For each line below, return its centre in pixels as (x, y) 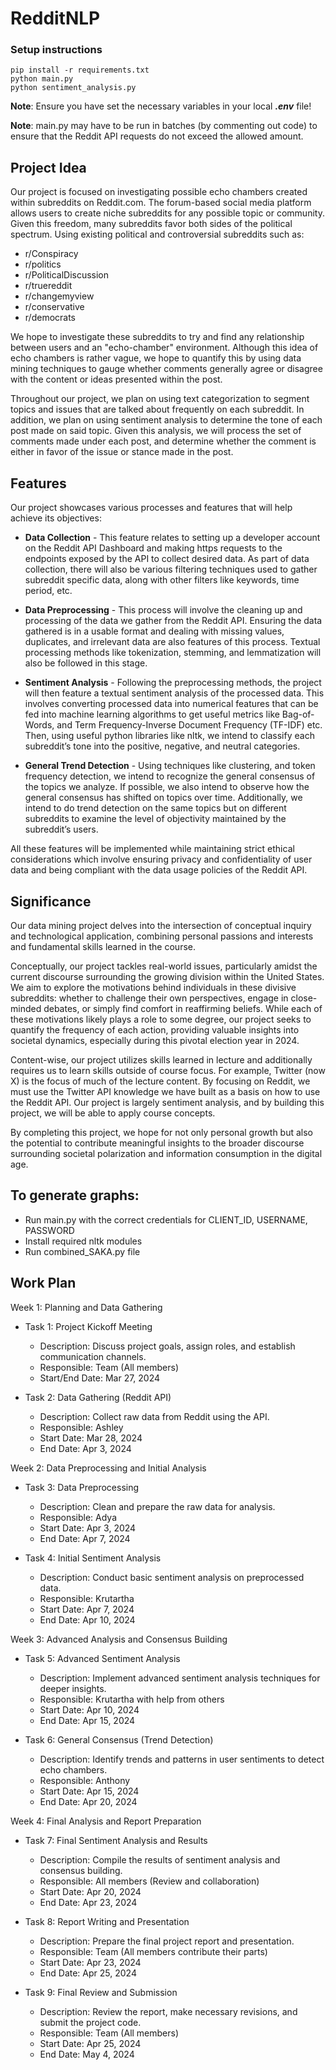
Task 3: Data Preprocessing (82, 1487)
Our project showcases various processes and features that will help (151, 508)
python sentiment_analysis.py (73, 88)
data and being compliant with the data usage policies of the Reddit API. (159, 870)
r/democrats (50, 318)
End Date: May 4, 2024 (87, 2054)
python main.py (42, 79)
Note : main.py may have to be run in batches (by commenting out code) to (164, 126)
